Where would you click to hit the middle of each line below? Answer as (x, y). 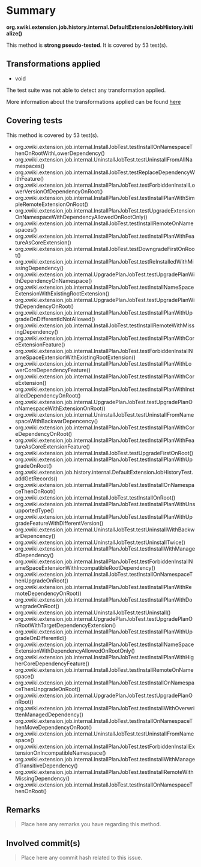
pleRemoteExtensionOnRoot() (52, 204)
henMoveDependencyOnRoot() (53, 727)
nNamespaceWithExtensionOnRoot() (60, 408)
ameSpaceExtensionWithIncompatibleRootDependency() (85, 567)
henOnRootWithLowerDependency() (60, 153)
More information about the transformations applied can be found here (94, 101)
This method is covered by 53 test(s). (52, 135)
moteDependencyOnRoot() (48, 593)
